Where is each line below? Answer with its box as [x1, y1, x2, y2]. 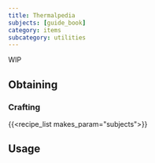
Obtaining [8, 78, 58, 91]
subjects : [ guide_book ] [8, 19, 87, 27]
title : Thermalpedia [8, 11, 76, 20]
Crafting [8, 102, 41, 113]
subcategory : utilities [8, 33, 87, 42]
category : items [8, 26, 61, 34]
